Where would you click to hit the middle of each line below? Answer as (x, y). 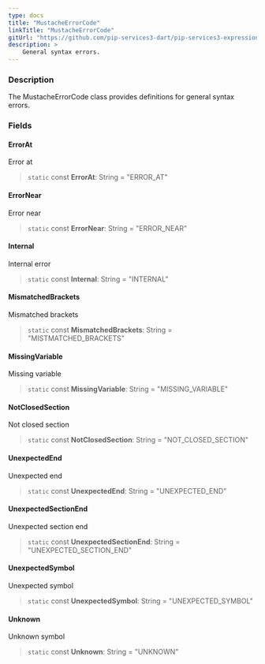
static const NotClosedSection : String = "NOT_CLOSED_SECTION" (138, 440)
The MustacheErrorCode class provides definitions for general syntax (121, 97)
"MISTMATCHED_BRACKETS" (76, 338)
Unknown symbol (37, 636)
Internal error (30, 263)
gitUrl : (21, 37)
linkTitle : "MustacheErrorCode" (61, 30)
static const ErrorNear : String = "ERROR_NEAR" (107, 228)
